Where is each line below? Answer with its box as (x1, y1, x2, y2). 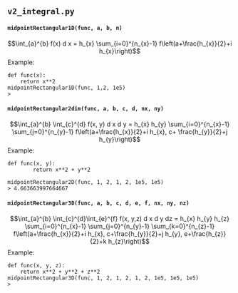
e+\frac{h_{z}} (184, 230, 227, 238)
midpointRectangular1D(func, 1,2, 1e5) (7, 84, 126, 91)
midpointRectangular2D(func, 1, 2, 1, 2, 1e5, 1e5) (7, 178, 164, 185)
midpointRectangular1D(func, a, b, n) (7, 24, 123, 31)
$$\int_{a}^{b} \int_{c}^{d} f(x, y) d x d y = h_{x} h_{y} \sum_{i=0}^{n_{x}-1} (9, 120, 230, 128)
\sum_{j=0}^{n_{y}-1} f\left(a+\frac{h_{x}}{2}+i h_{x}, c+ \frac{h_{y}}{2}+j (11, 127, 228, 135)
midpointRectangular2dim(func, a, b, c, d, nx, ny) (7, 106, 164, 113)
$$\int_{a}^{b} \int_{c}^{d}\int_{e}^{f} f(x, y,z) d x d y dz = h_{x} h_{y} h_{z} (9, 215, 230, 222)
